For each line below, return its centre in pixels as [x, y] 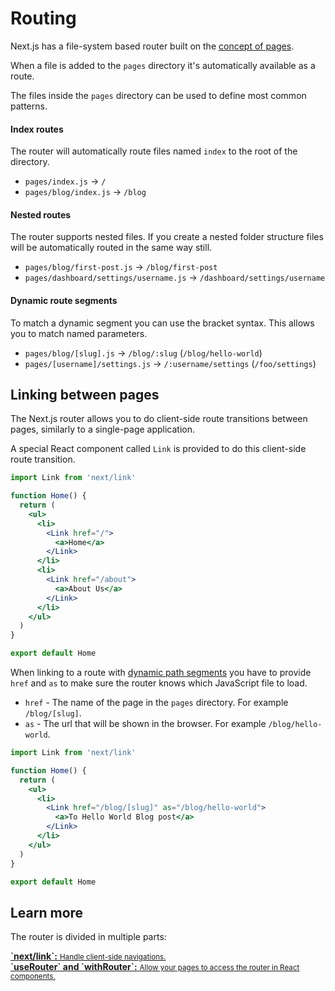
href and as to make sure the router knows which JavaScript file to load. [159, 683]
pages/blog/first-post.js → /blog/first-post [121, 267]
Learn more [47, 912]
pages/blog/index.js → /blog [85, 192]
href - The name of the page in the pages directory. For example [156, 703]
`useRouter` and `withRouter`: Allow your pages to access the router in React [155, 967]
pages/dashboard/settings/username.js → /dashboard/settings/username [175, 278]
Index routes [37, 129]
